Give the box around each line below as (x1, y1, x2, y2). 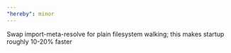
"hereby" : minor (6, 10, 55, 18)
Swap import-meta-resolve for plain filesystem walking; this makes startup (6, 30, 225, 38)
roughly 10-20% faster (6, 37, 72, 46)
